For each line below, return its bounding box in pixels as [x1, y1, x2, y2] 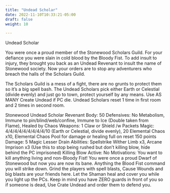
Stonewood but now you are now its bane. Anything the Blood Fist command [5, 160, 165, 167]
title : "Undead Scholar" [5, 7, 58, 13]
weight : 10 [5, 21, 28, 27]
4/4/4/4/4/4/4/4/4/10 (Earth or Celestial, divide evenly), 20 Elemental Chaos [5, 128, 165, 134]
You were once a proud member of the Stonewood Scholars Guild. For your [5, 50, 162, 56]
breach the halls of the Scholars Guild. [5, 71, 85, 77]
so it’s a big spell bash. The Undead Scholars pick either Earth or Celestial [5, 86, 160, 92]
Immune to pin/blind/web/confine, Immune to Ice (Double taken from [5, 117, 149, 124]
